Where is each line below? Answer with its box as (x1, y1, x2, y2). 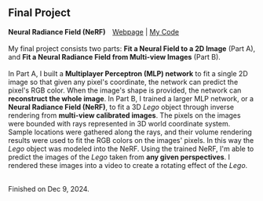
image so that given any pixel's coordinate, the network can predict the (8, 77, 239, 86)
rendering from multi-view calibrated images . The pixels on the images (8, 110, 241, 120)
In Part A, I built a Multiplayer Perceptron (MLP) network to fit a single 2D (8, 68, 249, 78)
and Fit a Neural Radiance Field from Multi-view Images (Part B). (8, 52, 221, 61)
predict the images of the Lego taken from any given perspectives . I (8, 152, 230, 162)
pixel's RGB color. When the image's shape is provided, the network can (8, 86, 242, 95)
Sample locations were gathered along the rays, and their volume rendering (8, 127, 253, 137)
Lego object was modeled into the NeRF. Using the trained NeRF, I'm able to (8, 144, 254, 153)
